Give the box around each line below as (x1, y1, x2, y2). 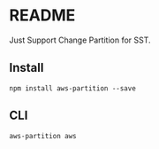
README (9, 5, 76, 26)
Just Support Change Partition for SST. (9, 35, 152, 45)
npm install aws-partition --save (9, 83, 137, 93)
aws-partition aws (9, 131, 77, 140)
